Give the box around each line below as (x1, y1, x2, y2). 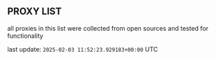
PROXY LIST (7, 6, 62, 17)
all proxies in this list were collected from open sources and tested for (7, 24, 209, 32)
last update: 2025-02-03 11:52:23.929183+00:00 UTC (7, 45, 158, 53)
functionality (7, 31, 43, 40)
